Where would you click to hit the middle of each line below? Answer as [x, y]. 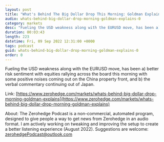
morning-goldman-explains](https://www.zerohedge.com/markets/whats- [79, 99]
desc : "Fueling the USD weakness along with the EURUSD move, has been [79, 28]
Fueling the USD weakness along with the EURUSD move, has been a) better [82, 69]
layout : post [18, 10]
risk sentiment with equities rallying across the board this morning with [76, 74]
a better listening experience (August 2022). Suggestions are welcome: [77, 129]
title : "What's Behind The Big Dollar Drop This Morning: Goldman [74, 14]
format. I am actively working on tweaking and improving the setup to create [82, 124]
